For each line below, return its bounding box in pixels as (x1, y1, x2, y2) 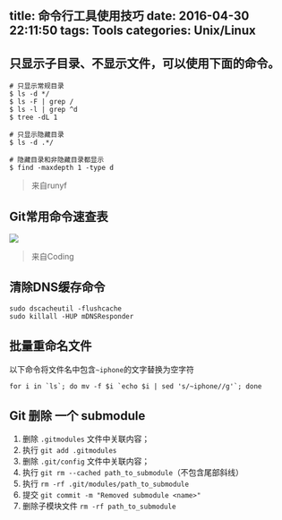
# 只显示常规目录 (9, 81, 64, 91)
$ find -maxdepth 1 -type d (9, 164, 115, 173)
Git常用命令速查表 (9, 209, 109, 224)
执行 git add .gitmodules (21, 445, 117, 456)
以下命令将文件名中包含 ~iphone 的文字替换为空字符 (9, 363, 195, 374)
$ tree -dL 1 (9, 113, 58, 123)
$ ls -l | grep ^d (9, 106, 78, 115)
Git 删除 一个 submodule (9, 408, 146, 423)
